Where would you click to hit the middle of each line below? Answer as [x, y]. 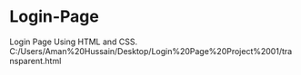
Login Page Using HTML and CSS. [74, 42]
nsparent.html [35, 61]
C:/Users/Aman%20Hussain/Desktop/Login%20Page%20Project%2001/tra [151, 51]
